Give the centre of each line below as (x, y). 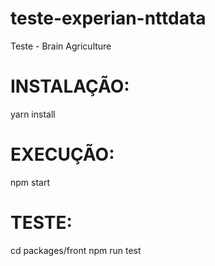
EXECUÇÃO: (62, 154)
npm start (30, 182)
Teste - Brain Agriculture (61, 46)
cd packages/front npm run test (76, 250)
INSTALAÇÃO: (70, 86)
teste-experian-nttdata (108, 18)
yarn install (33, 114)
